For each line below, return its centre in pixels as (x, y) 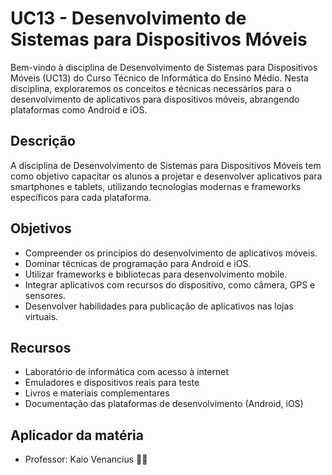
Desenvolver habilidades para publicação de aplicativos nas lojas (159, 306)
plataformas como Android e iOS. (79, 109)
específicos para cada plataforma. (81, 197)
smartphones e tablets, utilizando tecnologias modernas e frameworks (156, 186)
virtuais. (41, 316)
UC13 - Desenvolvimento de (128, 18)
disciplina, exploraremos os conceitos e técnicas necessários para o (151, 88)
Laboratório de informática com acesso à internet (126, 372)
